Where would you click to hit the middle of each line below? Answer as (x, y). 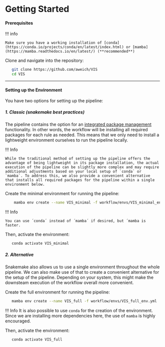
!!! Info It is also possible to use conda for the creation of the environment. (79, 310)
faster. (13, 225)
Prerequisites (19, 23)
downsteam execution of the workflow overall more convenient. (69, 283)
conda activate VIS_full (37, 339)
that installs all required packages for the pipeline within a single (80, 180)
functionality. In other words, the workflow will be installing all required (77, 130)
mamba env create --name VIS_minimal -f (56, 202)
